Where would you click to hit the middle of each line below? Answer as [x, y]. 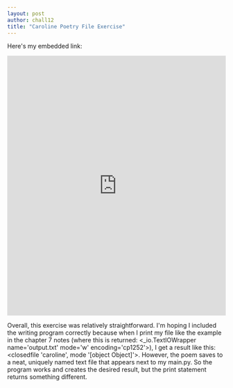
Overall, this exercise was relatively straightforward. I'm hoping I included [112, 326]
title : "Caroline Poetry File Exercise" [67, 26]
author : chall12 [31, 20]
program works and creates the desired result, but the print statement [107, 370]
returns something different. [48, 377]
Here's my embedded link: [45, 46]
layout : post [26, 14]
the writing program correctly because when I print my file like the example [114, 333]
